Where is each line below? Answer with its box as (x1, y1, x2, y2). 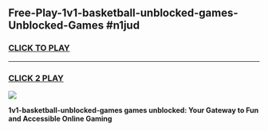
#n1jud (106, 19, 140, 33)
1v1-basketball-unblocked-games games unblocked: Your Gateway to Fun (8, 105, 259, 114)
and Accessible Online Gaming (8, 114, 112, 123)
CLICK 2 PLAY (8, 72, 64, 83)
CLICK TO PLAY (8, 43, 70, 54)
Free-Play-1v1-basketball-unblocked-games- (8, 6, 238, 20)
